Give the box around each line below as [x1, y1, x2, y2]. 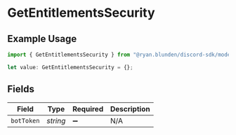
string [46, 115, 66, 125]
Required [72, 104, 104, 113]
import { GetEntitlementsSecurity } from [7, 51, 131, 58]
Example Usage [7, 33, 77, 45]
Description [110, 104, 150, 113]
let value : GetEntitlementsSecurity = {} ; [7, 64, 133, 71]
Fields [7, 83, 35, 95]
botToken [11, 117, 40, 125]
